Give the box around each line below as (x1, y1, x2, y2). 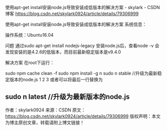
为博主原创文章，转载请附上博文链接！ (5, 119, 84, 125)
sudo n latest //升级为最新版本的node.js (5, 92, 130, 101)
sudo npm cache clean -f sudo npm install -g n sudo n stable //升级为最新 (5, 70, 158, 76)
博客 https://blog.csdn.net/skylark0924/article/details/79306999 (5, 11, 139, 17)
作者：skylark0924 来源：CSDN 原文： (5, 107, 86, 113)
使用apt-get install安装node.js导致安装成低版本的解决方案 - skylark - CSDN (5, 5, 160, 10)
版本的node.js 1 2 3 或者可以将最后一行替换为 (9, 77, 103, 82)
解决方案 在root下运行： (5, 60, 55, 65)
